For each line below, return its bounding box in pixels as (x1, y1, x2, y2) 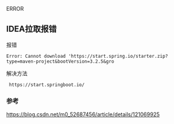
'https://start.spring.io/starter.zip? (68, 53, 169, 59)
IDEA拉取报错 (6, 24, 57, 34)
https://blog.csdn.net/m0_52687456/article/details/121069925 (6, 111, 160, 118)
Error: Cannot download (6, 53, 66, 59)
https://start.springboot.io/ (8, 81, 85, 88)
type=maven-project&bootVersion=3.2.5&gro (6, 58, 114, 64)
